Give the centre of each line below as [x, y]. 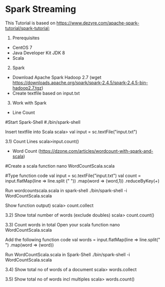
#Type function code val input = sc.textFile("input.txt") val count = [73, 176]
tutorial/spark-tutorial [27, 28]
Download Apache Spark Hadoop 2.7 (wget [57, 77]
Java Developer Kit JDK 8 [39, 53]
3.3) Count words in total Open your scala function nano [63, 224]
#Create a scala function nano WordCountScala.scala [60, 166]
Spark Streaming [41, 9]
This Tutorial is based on [30, 23]
